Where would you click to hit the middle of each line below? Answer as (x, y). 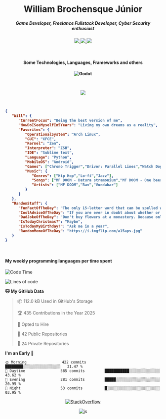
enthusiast (83, 28)
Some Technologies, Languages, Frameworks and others (83, 62)
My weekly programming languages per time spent (59, 261)
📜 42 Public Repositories (42, 334)
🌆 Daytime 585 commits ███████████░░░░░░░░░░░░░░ (83, 371)
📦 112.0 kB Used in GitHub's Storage (55, 301)
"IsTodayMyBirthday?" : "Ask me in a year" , (64, 226)
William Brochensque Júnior (83, 9)
